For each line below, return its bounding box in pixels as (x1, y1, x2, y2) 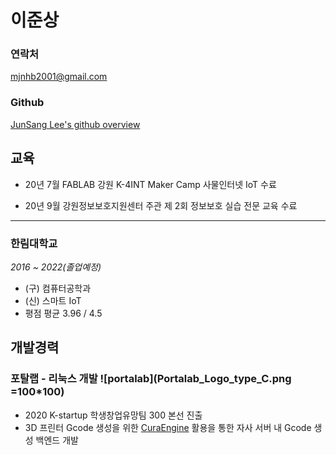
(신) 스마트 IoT (24, 294, 82, 306)
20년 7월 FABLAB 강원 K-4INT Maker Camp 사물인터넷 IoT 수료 (24, 178, 277, 190)
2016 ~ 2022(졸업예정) (10, 261, 102, 273)
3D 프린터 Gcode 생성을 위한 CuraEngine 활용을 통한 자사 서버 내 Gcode (24, 421, 312, 433)
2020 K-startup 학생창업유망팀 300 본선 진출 (24, 409, 203, 421)
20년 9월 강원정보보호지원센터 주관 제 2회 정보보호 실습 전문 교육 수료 (24, 199, 298, 211)
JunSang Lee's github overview (10, 118, 141, 130)
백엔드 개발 (35, 434, 79, 446)
